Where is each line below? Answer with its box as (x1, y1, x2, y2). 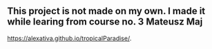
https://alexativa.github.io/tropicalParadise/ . (7, 34, 132, 42)
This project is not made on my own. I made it (7, 5, 206, 17)
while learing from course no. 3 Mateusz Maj (7, 16, 203, 28)
